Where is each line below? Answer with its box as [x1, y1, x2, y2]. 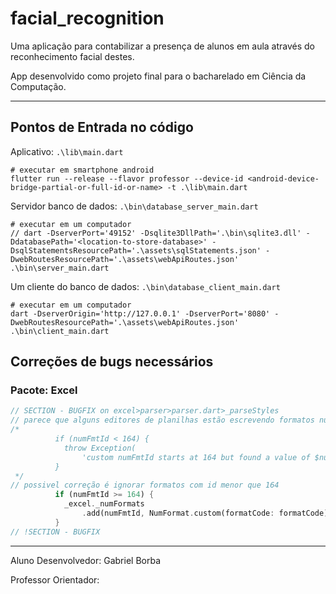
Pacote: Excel [10, 383, 78, 397]
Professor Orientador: [10, 573, 100, 586]
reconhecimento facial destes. [10, 50, 135, 62]
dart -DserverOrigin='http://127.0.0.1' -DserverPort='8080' [10, 308, 271, 319]
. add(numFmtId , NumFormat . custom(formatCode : [81, 508, 275, 519]
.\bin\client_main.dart [10, 326, 110, 336]
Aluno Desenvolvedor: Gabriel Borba [10, 554, 162, 566]
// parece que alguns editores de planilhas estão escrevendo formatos [10, 415, 315, 426]
